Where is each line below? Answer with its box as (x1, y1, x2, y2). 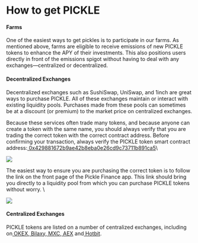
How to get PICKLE (6, 4, 100, 17)
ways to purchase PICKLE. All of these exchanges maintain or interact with (6, 95, 189, 102)
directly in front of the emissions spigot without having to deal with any (6, 56, 180, 63)
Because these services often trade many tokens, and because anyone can (6, 119, 190, 126)
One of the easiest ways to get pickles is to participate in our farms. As (6, 37, 179, 44)
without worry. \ (6, 186, 45, 193)
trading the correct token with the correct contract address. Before (6, 132, 170, 139)
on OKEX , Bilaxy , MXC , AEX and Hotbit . (6, 229, 102, 237)
